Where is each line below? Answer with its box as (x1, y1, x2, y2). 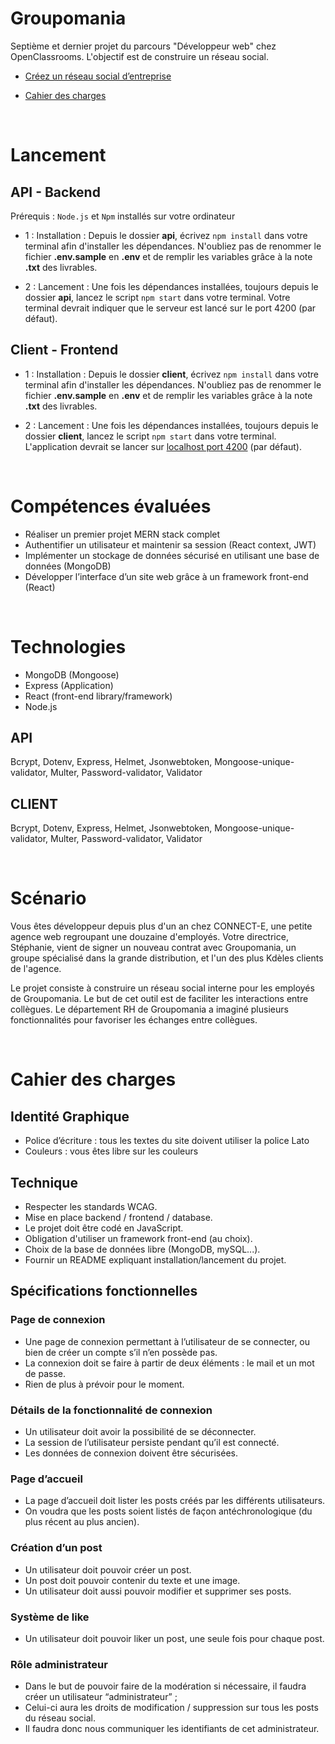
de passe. (24, 1367, 67, 1379)
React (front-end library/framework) (24, 690, 173, 702)
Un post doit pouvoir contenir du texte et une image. (24, 1574, 241, 1586)
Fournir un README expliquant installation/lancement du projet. (24, 1254, 287, 1266)
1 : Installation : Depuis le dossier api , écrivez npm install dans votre (24, 229, 308, 241)
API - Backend (10, 183, 101, 201)
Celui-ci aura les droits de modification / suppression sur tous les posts (24, 1702, 319, 1714)
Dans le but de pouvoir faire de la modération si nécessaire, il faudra (24, 1680, 307, 1692)
